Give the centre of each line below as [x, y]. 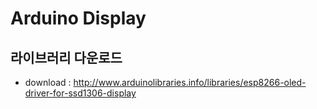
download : [48, 82]
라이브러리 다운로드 [66, 57]
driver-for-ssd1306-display [80, 93]
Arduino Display [78, 18]
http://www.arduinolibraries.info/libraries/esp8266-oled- [190, 82]
